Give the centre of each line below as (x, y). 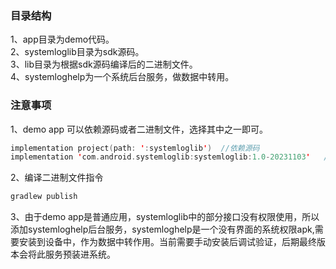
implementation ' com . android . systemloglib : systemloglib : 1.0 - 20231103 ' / (169, 157)
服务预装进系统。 (80, 254)
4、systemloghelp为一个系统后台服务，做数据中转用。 (122, 77)
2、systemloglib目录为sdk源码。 (77, 52)
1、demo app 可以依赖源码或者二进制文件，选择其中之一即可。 (139, 129)
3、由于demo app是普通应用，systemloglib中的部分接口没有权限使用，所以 (165, 217)
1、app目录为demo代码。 (62, 39)
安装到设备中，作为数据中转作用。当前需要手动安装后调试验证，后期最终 (167, 242)
